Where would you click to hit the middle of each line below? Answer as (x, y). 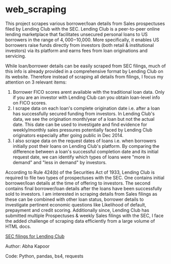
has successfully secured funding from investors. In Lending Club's (83, 114)
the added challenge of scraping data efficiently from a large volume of (80, 221)
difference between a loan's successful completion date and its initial (86, 151)
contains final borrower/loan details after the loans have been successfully (84, 188)
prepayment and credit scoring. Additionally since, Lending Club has (77, 210)
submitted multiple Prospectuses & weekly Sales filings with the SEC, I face (84, 216)
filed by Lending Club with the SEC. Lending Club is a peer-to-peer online (82, 29)
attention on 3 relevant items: (36, 82)
